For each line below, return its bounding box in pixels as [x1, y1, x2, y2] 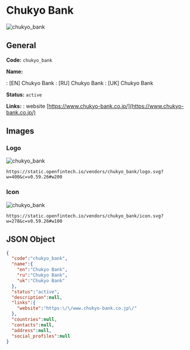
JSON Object [6, 235, 55, 245]
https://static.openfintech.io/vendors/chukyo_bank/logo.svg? [6, 169, 164, 175]
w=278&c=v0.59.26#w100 [6, 218, 63, 224]
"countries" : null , [11, 317, 58, 323]
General [6, 40, 37, 51]
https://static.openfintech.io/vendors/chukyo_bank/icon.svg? [6, 212, 164, 219]
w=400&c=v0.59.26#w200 [6, 174, 63, 180]
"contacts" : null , [11, 322, 55, 328]
